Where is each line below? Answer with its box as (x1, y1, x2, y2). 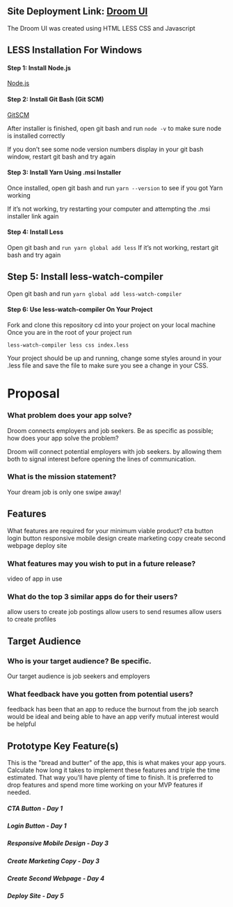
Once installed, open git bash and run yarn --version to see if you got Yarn (7, 184, 223, 192)
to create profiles (7, 615, 57, 624)
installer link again (7, 212, 59, 220)
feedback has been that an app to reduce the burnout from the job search (7, 705, 219, 713)
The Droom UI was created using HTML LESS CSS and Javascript (7, 24, 196, 32)
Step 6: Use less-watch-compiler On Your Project (7, 306, 153, 314)
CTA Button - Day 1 (7, 804, 63, 812)
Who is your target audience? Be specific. (7, 656, 152, 665)
